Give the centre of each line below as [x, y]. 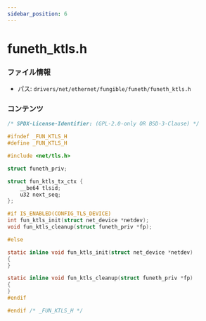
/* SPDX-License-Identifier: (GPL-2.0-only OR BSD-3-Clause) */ [103, 124]
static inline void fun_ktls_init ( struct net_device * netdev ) [100, 252]
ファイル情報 [29, 72]
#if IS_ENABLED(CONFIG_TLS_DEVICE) [59, 214]
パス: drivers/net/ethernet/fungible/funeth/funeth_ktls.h [104, 89]
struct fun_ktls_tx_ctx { [45, 181]
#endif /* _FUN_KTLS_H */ [45, 310]
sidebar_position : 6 [38, 14]
